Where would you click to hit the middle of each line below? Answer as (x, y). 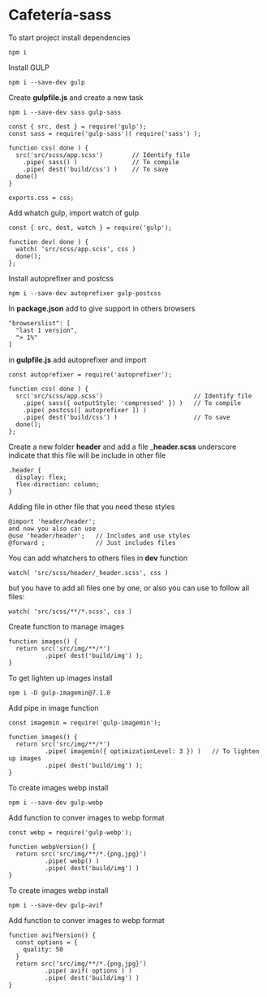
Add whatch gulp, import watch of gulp (74, 212)
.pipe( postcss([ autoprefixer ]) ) (85, 410)
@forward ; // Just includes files (92, 542)
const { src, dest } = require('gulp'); (78, 126)
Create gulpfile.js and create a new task (76, 97)
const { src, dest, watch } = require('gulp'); (90, 228)
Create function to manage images (66, 626)
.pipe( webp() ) (72, 861)
